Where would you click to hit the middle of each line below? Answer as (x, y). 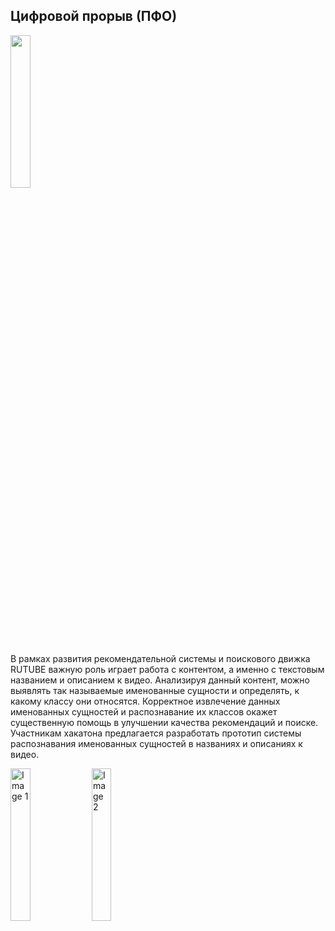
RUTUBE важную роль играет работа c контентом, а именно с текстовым (167, 669)
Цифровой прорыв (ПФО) (94, 16)
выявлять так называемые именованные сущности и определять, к (155, 690)
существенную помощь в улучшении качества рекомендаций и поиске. (164, 722)
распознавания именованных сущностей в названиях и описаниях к (156, 743)
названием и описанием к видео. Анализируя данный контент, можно (160, 680)
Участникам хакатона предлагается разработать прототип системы (156, 733)
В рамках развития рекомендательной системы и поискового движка (160, 658)
